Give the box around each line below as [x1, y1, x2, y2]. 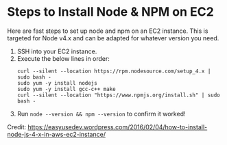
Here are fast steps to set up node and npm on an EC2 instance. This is [7, 27, 208, 35]
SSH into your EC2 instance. [16, 47, 97, 55]
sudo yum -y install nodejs [16, 79, 97, 86]
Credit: [7, 122, 27, 131]
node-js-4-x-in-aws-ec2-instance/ [7, 130, 106, 138]
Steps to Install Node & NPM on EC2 [7, 4, 214, 20]
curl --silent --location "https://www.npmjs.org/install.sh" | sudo [16, 92, 221, 98]
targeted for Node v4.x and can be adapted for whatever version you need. [7, 34, 219, 42]
